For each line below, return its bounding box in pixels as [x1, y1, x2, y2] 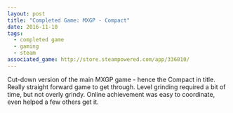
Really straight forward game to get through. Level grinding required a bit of [7, 82, 226, 91]
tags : [7, 29, 23, 37]
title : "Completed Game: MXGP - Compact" [7, 17, 131, 24]
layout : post [7, 10, 46, 18]
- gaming [13, 43, 39, 50]
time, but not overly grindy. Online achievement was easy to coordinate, [7, 90, 215, 98]
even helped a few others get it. [7, 98, 100, 106]
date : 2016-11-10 [7, 23, 58, 30]
